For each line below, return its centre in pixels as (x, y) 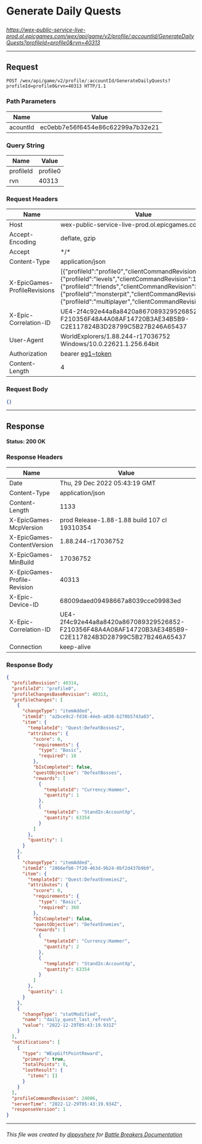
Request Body (27, 389)
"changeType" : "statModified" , (61, 1014)
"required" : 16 (57, 756)
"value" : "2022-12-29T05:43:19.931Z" (69, 1025)
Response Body (29, 665)
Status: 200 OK (26, 441)
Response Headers (35, 457)
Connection (26, 647)
